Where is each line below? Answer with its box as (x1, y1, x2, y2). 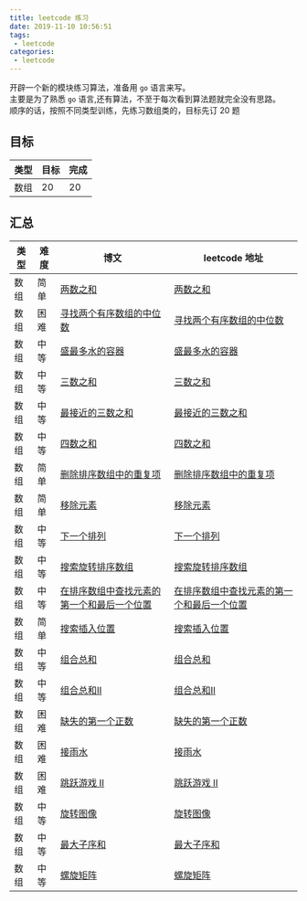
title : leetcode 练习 (9, 13, 90, 23)
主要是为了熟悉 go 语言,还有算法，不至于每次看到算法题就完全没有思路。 (9, 93, 281, 104)
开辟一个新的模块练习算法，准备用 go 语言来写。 (9, 82, 191, 92)
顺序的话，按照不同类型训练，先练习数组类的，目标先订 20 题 (9, 105, 240, 115)
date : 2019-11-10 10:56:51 (9, 22, 112, 31)
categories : (9, 48, 55, 57)
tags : (9, 30, 30, 39)
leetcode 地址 (203, 251, 264, 264)
